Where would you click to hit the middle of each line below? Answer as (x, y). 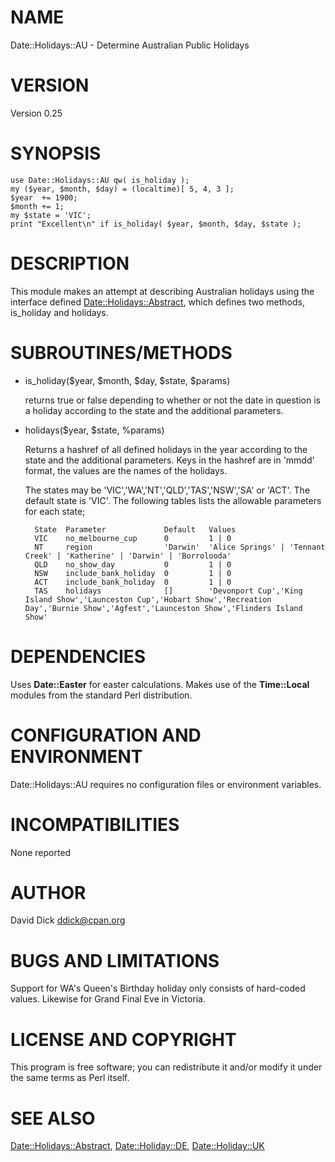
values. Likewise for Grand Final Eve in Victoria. (108, 999)
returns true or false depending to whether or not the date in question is (172, 400)
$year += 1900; (44, 197)
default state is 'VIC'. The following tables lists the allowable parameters (173, 500)
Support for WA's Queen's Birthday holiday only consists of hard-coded (158, 988)
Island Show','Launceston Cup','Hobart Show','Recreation (148, 599)
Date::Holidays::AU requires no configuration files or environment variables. (166, 784)
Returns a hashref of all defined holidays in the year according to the (166, 449)
